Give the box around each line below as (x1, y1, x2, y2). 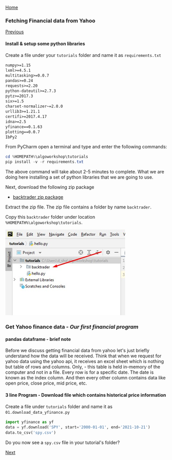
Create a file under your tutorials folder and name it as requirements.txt (5, 52, 162, 58)
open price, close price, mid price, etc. (5, 380, 87, 387)
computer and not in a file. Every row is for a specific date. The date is (5, 369, 154, 375)
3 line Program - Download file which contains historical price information (5, 392, 166, 398)
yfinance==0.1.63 (5, 124, 43, 129)
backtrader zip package (12, 194, 64, 200)
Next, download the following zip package (5, 184, 94, 190)
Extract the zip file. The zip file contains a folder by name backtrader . (5, 204, 152, 210)
